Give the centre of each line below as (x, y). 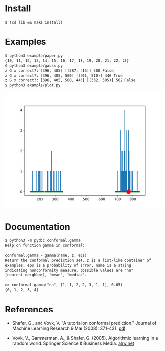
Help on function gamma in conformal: (45, 245)
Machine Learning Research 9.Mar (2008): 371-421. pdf (69, 328)
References (29, 310)
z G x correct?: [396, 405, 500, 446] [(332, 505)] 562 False (70, 80)
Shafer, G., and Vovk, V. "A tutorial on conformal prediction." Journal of (84, 323)
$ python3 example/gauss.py (34, 65)
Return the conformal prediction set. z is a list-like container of (78, 260)
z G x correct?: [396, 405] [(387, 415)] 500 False (59, 70)
